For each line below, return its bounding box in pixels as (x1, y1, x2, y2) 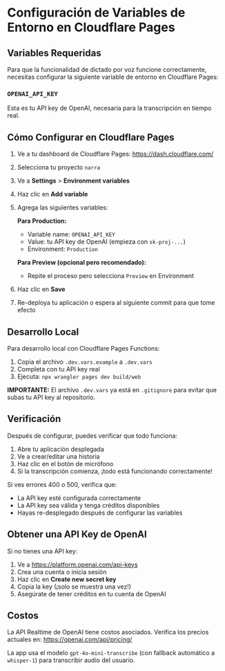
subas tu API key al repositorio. (7, 393, 95, 401)
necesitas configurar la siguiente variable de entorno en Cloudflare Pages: (7, 73, 219, 81)
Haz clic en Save (17, 285, 66, 293)
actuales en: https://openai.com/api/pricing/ (7, 635, 133, 644)
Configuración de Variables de (7, 5, 186, 21)
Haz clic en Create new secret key (17, 575, 117, 583)
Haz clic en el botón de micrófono (17, 459, 114, 468)
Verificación (7, 413, 61, 425)
